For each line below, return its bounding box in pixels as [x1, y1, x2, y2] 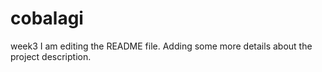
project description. [10, 50, 92, 62]
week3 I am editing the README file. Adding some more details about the [10, 40, 313, 52]
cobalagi [10, 7, 84, 30]
